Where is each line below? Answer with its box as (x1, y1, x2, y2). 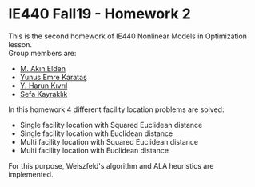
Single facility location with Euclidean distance (19, 129, 173, 138)
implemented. (8, 169, 54, 179)
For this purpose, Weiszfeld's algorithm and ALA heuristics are (8, 161, 214, 170)
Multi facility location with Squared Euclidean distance (19, 137, 198, 146)
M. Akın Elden (19, 63, 66, 73)
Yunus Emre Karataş (19, 72, 88, 82)
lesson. (8, 39, 33, 49)
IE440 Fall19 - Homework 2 (8, 5, 192, 23)
